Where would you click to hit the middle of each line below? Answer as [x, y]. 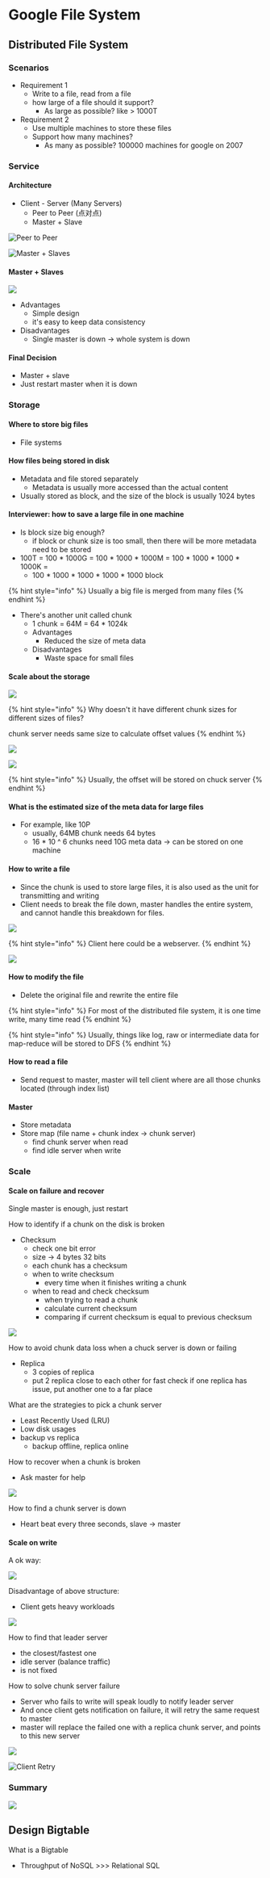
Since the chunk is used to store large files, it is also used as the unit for [139, 887]
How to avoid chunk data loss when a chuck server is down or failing [123, 1348]
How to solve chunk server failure [64, 1686]
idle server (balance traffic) [65, 1662]
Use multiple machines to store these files [102, 128]
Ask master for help [53, 1478]
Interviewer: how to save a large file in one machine [96, 514]
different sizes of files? [46, 718]
